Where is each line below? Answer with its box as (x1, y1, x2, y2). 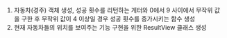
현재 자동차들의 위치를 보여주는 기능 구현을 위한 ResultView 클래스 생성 (13, 23, 207, 31)
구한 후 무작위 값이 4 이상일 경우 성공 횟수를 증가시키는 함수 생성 (21, 15, 196, 23)
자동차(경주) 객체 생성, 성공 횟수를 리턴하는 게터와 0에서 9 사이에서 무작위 (13, 6, 213, 14)
